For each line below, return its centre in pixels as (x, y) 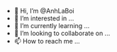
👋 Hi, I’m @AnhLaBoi (44, 11)
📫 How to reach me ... (47, 41)
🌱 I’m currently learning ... (52, 26)
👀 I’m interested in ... (44, 18)
